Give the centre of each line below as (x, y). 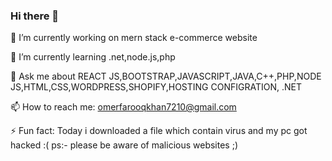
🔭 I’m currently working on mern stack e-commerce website (134, 38)
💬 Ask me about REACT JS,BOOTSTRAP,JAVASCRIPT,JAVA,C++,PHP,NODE (166, 76)
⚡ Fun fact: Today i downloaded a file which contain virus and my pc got (159, 131)
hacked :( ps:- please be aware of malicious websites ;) (124, 145)
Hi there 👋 (35, 16)
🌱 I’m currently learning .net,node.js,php (93, 57)
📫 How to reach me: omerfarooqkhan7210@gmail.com (123, 107)
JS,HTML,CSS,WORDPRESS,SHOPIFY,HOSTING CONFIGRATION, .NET (156, 87)
